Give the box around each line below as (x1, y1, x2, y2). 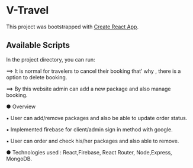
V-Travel (6, 4, 49, 17)
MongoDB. (6, 155, 33, 162)
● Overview (6, 103, 36, 110)
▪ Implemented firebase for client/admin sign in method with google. (6, 125, 173, 133)
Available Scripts (6, 40, 70, 50)
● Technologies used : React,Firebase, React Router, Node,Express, (6, 148, 173, 156)
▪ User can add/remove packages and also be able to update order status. (6, 114, 188, 121)
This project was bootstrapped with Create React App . (6, 23, 139, 30)
